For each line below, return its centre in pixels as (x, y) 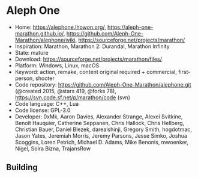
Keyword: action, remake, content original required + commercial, (96, 72)
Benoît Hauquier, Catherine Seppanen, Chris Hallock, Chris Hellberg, (100, 123)
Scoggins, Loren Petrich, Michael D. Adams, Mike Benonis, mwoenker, (102, 142)
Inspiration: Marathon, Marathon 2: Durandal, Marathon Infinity (92, 46)
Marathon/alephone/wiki (45, 40)
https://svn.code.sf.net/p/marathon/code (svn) (73, 97)
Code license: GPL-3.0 (43, 110)
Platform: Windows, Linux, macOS (57, 65)
